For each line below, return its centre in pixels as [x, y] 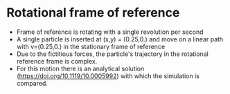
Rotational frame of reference [93, 13]
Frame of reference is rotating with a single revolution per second [110, 32]
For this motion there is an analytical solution [80, 68]
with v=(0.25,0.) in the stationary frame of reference [91, 46]
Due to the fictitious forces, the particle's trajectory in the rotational [112, 54]
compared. [32, 83]
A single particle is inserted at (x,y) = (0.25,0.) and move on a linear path [120, 39]
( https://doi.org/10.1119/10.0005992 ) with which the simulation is [108, 76]
